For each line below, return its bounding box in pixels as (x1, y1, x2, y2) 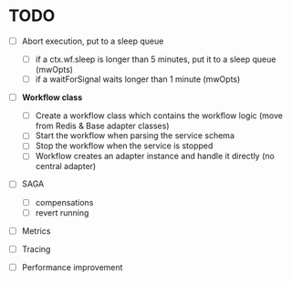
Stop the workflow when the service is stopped (35, 140, 214, 151)
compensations (35, 196, 94, 207)
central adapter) (35, 161, 97, 172)
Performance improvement (21, 261, 123, 273)
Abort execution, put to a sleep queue (21, 35, 164, 46)
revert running (35, 206, 89, 218)
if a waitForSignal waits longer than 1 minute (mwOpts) (35, 74, 241, 85)
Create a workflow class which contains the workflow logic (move (35, 110, 284, 121)
